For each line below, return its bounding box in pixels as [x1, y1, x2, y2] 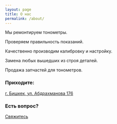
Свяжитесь [5, 113, 28, 119]
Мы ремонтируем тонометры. [5, 30, 67, 35]
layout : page [5, 7, 32, 12]
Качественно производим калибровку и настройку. [5, 48, 113, 54]
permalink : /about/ [5, 16, 45, 21]
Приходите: [5, 79, 35, 86]
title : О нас [5, 12, 32, 17]
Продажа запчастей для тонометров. [5, 67, 83, 73]
